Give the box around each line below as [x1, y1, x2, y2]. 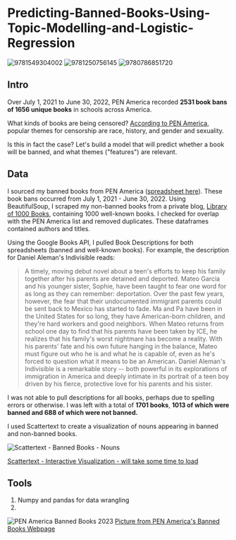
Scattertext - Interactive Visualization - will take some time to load [7, 457, 199, 465]
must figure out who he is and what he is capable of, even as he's [24, 349, 216, 358]
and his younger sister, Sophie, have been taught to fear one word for [24, 281, 227, 290]
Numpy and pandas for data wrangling [17, 496, 130, 505]
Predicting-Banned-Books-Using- [7, 5, 211, 21]
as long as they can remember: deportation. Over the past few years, [24, 289, 225, 298]
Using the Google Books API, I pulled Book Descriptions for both [7, 238, 194, 247]
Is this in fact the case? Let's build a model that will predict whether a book [7, 140, 225, 148]
